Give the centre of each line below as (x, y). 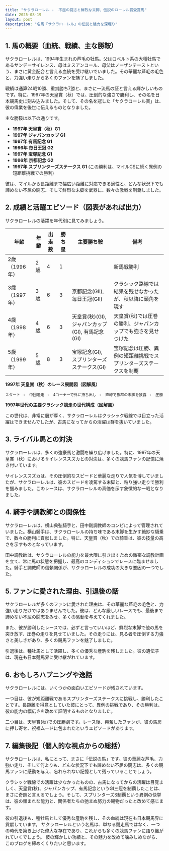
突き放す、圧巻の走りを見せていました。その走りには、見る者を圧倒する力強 (84, 634)
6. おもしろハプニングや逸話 (49, 675)
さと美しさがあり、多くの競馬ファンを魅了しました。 (60, 640)
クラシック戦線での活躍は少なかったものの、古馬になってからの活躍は (78, 782)
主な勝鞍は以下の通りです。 (34, 118)
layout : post (19, 19)
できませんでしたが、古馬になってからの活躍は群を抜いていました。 (84, 421)
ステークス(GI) (89, 367)
